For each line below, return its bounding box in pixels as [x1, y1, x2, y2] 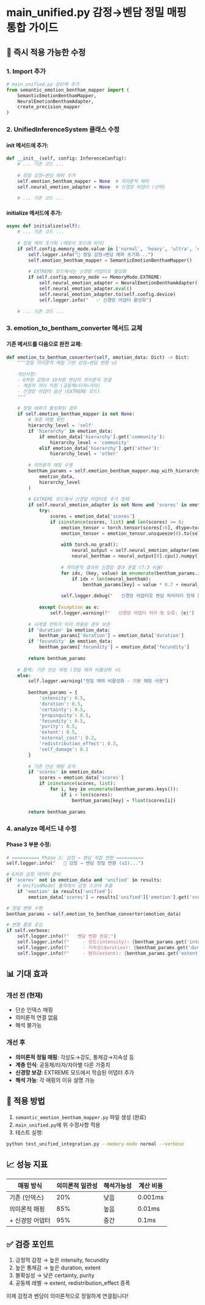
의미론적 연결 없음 [15, 1014, 58, 1021]
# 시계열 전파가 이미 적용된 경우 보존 [28, 621, 110, 627]
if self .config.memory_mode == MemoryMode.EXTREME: [28, 274, 163, 281]
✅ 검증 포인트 [6, 1239, 54, 1249]
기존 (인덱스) [9, 1193, 45, 1202]
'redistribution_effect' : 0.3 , [38, 741, 119, 747]
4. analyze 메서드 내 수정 [6, 825, 77, 833]
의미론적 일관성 [56, 1182, 98, 1190]
